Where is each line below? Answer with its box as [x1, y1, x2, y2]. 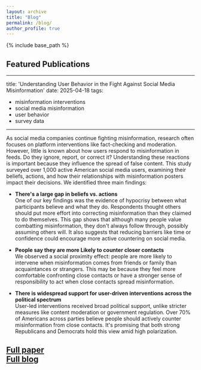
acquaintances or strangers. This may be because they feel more [14, 266, 176, 273]
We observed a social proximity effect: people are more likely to [14, 253, 172, 260]
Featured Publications [6, 59, 90, 69]
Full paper [6, 345, 44, 355]
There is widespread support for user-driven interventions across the [14, 290, 192, 297]
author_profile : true [6, 25, 60, 32]
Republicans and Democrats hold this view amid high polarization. [14, 328, 178, 335]
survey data [14, 118, 45, 125]
